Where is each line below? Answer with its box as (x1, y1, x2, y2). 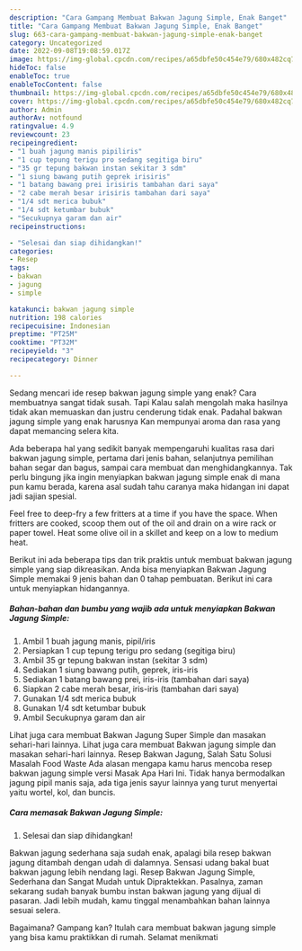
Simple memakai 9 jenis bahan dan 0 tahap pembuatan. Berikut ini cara (9, 573, 272, 584)
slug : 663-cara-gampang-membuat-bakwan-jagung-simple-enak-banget (9, 30, 263, 39)
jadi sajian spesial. (9, 491, 77, 502)
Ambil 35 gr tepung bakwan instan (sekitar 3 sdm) (22, 654, 209, 665)
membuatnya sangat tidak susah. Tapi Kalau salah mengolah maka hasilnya (9, 396, 289, 407)
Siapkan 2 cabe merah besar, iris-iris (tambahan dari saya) (22, 683, 240, 694)
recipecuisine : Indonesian (9, 321, 111, 331)
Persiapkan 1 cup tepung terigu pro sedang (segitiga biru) (22, 644, 236, 656)
